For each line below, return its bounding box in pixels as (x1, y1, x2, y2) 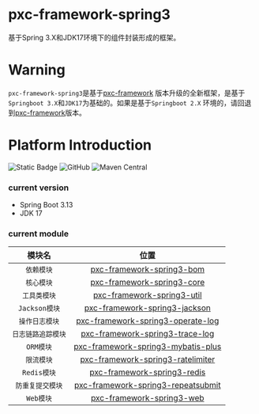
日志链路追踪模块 (12, 330, 66, 339)
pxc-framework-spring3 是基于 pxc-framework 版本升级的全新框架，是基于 (8, 88, 246, 97)
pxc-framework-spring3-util (93, 290, 203, 301)
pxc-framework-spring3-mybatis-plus (73, 341, 222, 352)
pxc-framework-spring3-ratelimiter (80, 354, 216, 365)
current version (8, 182, 69, 193)
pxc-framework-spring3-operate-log (76, 315, 220, 326)
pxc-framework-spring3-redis (89, 367, 206, 378)
